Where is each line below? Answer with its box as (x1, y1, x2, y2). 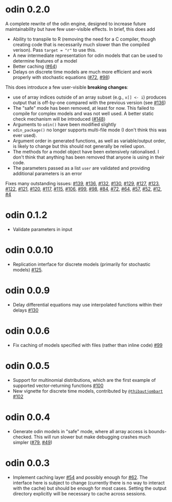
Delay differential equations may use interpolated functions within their (12, 301, 163, 307)
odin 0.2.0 (5, 4, 50, 15)
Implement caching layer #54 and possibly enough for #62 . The (12, 474, 148, 480)
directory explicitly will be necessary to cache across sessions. (12, 490, 146, 496)
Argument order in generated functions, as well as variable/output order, (12, 138, 166, 144)
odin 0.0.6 (5, 325, 50, 337)
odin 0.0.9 (5, 285, 50, 296)
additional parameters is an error (12, 170, 82, 177)
